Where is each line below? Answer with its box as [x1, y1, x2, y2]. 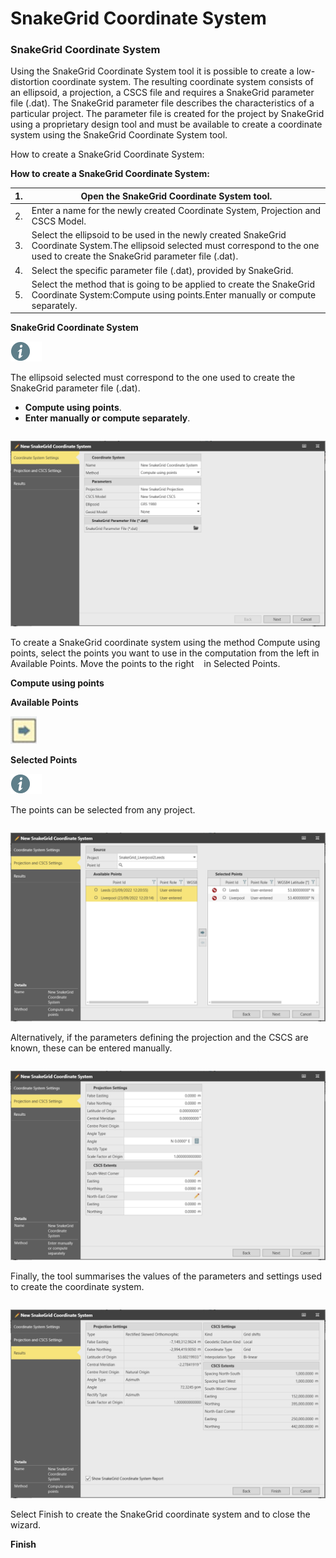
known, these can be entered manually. [10, 1042, 173, 1054]
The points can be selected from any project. [10, 804, 196, 816]
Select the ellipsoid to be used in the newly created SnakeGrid [31, 229, 287, 241]
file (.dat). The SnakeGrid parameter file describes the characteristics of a [10, 97, 315, 109]
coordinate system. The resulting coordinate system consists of [51, 76, 314, 88]
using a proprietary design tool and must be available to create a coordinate [10, 118, 323, 131]
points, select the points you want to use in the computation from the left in [10, 647, 320, 659]
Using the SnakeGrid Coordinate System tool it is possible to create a [10, 65, 295, 77]
